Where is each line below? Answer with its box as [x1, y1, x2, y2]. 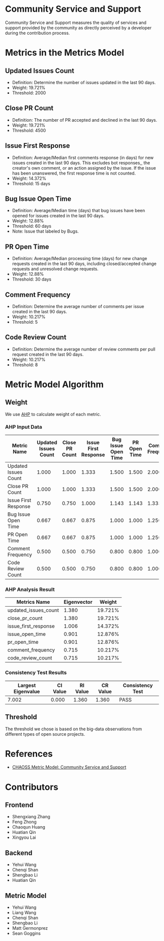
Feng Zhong [12, 819, 37, 825]
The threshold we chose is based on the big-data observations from [5, 726, 143, 732]
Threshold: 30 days [12, 276, 52, 282]
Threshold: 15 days [12, 180, 50, 186]
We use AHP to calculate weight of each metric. [5, 411, 102, 417]
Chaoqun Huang [12, 824, 45, 830]
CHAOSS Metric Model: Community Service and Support [12, 764, 126, 770]
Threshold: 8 [12, 362, 38, 368]
